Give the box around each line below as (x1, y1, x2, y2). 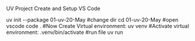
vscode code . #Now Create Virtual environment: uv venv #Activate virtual (6, 23, 190, 29)
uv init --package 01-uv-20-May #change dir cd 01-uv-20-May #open (6, 16, 179, 23)
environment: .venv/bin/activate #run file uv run (6, 29, 124, 36)
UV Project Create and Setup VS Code (6, 5, 100, 12)
